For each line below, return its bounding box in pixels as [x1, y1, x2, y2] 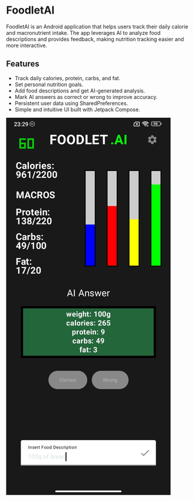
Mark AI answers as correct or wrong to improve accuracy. [14, 93, 158, 100]
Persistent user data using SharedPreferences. [14, 100, 129, 107]
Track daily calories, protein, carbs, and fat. [14, 74, 121, 81]
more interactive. [6, 42, 47, 49]
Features [6, 59, 40, 69]
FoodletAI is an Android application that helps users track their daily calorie [6, 23, 189, 30]
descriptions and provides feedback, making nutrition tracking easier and [6, 35, 185, 42]
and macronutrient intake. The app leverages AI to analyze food [6, 29, 161, 36]
